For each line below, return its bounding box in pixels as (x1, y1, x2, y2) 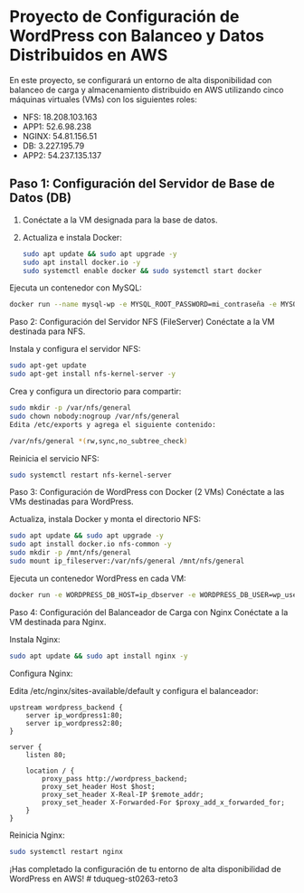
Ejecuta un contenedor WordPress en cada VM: (9, 573, 187, 584)
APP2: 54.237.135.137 (22, 149, 102, 160)
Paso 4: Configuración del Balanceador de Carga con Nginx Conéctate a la (9, 606, 289, 617)
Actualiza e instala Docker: (22, 232, 122, 242)
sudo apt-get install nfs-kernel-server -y (9, 369, 176, 379)
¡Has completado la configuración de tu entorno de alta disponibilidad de (9, 863, 282, 874)
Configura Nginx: (9, 668, 73, 679)
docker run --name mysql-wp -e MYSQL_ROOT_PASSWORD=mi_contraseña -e (9, 300, 278, 309)
